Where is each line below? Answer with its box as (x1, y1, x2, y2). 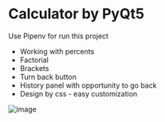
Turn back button (19, 72, 77, 81)
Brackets (19, 63, 49, 73)
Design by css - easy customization (19, 89, 138, 98)
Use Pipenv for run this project (8, 31, 109, 41)
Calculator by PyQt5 (8, 5, 145, 23)
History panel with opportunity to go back (19, 81, 157, 90)
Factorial (19, 55, 49, 65)
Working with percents (19, 46, 95, 56)
